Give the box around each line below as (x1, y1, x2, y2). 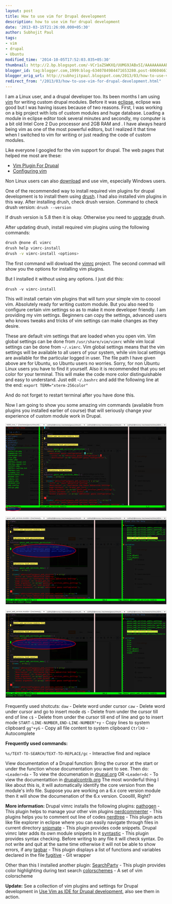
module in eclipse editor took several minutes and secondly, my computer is (5, 116, 166, 121)
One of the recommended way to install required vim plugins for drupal (5, 188, 155, 194)
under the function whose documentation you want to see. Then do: (5, 766, 149, 772)
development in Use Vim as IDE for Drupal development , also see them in (5, 889, 160, 895)
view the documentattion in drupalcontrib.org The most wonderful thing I (5, 777, 159, 783)
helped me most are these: (5, 153, 62, 159)
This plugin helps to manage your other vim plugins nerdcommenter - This (5, 808, 162, 815)
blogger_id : (5, 68, 31, 73)
